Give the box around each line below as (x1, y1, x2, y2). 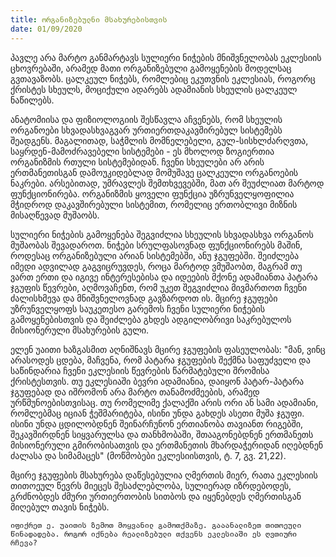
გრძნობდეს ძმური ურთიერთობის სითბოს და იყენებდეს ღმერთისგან (10, 490, 302, 502)
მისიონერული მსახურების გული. (10, 324, 150, 336)
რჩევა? (10, 537, 38, 548)
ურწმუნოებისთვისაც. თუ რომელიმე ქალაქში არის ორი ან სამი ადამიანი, (10, 396, 319, 408)
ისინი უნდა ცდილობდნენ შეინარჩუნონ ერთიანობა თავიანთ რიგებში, (10, 417, 303, 430)
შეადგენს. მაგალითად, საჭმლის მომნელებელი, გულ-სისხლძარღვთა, (10, 134, 309, 146)
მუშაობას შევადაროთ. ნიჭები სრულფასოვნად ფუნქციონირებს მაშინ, (10, 239, 303, 251)
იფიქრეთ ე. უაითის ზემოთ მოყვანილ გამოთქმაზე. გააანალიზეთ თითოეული (10, 520, 302, 530)
